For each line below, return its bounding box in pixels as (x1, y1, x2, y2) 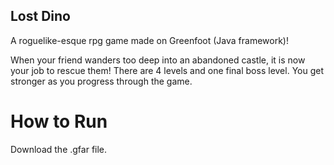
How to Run (10, 110, 108, 133)
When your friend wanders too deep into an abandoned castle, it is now (10, 54, 306, 66)
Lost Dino (10, 8, 71, 25)
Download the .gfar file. (10, 143, 108, 155)
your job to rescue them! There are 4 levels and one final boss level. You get (10, 64, 324, 76)
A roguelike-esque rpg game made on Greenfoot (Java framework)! (10, 34, 290, 46)
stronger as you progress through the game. (10, 75, 193, 87)
